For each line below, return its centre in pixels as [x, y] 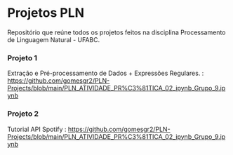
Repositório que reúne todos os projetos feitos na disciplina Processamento [116, 32]
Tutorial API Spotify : [37, 129]
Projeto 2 [23, 114]
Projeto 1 [22, 58]
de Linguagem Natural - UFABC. [54, 39]
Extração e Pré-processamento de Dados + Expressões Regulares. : [106, 73]
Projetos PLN [46, 13]
